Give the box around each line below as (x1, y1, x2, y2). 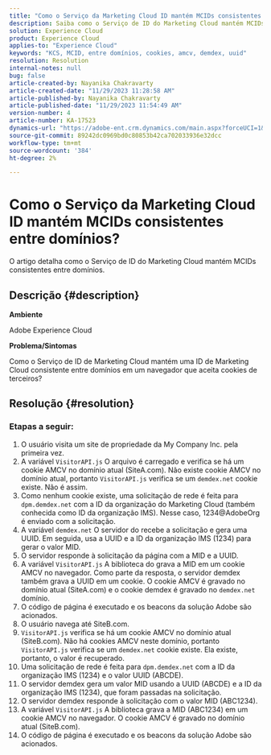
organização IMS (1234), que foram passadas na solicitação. (20, 687, 222, 697)
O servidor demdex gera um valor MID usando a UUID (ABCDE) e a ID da (20, 679, 262, 688)
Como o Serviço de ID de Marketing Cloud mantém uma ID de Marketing (9, 357, 249, 366)
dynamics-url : (9, 124, 57, 132)
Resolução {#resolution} (9, 397, 135, 411)
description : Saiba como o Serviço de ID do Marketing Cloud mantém (9, 19, 244, 27)
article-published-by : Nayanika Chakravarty (9, 94, 161, 102)
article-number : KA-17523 (9, 117, 96, 125)
